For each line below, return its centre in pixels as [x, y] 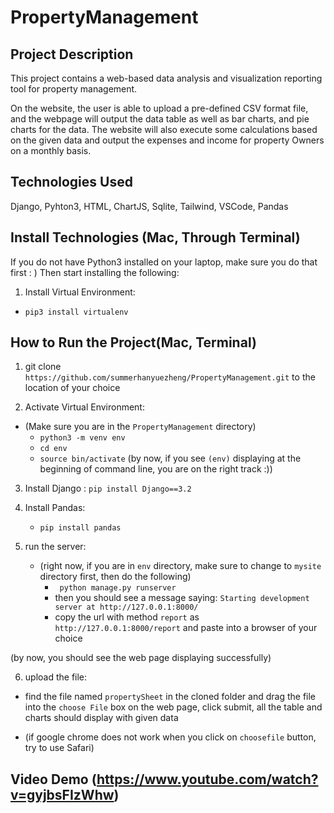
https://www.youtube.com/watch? [207, 779]
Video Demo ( [53, 779]
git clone [43, 367]
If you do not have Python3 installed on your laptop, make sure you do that [164, 262]
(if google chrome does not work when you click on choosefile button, [170, 737]
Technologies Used [71, 182]
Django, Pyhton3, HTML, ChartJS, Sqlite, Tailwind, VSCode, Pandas [149, 206]
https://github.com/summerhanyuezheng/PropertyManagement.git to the [170, 377]
